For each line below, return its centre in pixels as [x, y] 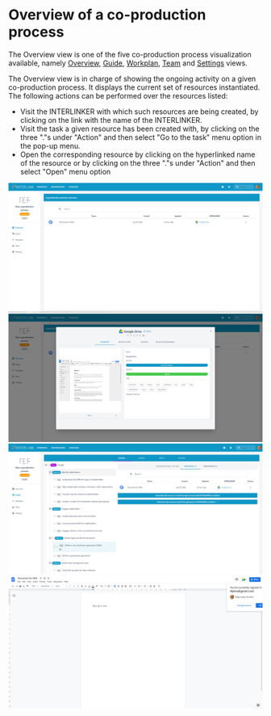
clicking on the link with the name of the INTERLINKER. [111, 120]
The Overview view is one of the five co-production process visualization [130, 54]
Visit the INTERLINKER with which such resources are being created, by [139, 112]
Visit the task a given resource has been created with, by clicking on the [140, 128]
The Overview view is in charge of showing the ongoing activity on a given [132, 78]
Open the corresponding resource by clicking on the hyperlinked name [138, 154]
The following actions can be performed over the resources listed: [118, 95]
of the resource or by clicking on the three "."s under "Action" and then [138, 162]
